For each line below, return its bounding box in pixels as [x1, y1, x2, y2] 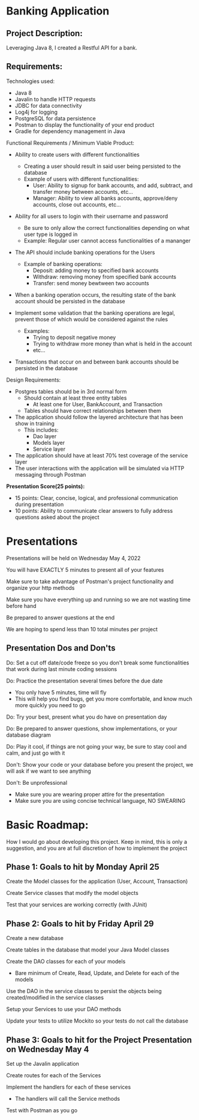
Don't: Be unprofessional [6, 779, 68, 786]
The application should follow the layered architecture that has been [14, 413, 183, 421]
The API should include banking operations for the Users [14, 249, 155, 256]
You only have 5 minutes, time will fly [14, 688, 107, 696]
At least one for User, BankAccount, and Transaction [32, 400, 163, 407]
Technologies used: [6, 77, 55, 85]
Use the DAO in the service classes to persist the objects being [6, 988, 162, 995]
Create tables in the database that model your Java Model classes [6, 946, 170, 953]
